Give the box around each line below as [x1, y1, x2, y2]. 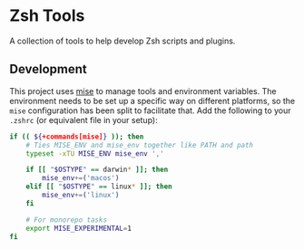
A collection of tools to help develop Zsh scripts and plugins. [9, 35, 236, 46]
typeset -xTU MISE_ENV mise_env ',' [25, 148, 165, 158]
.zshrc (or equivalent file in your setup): [9, 114, 158, 125]
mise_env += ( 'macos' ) [42, 174, 120, 183]
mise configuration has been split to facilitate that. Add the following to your [9, 105, 292, 116]
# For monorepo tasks [25, 215, 107, 225]
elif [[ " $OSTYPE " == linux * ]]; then [25, 182, 172, 191]
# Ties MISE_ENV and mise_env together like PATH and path [25, 140, 254, 149]
